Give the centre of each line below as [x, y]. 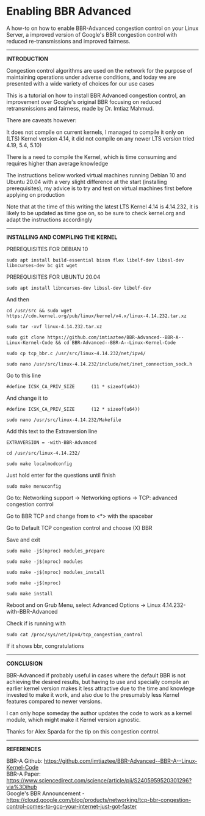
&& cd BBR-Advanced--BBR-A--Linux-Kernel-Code [115, 343]
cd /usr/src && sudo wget [39, 311]
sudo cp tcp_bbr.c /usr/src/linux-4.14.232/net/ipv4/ [76, 353]
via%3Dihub [22, 787]
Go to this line [24, 375]
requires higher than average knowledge [57, 163]
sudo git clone [26, 337]
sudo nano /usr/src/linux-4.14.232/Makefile [64, 420]
